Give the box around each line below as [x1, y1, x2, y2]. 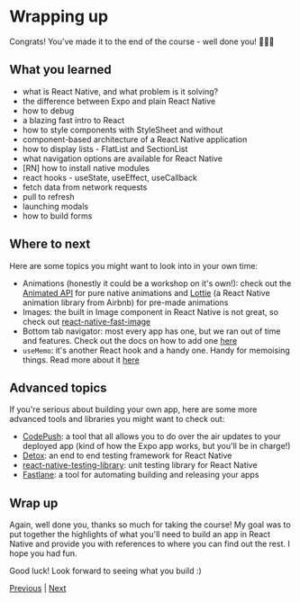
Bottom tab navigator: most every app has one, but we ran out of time [22, 326, 281, 337]
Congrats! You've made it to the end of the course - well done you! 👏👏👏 [9, 36, 275, 47]
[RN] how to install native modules [22, 162, 150, 173]
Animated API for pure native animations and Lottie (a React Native [22, 287, 270, 298]
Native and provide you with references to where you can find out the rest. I [9, 538, 290, 550]
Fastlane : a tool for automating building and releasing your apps [22, 470, 259, 481]
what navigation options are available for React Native [22, 153, 223, 164]
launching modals [22, 201, 88, 211]
